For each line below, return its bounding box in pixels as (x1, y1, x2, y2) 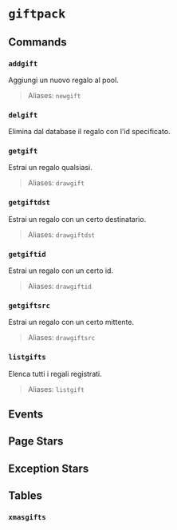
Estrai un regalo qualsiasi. (8, 163, 93, 172)
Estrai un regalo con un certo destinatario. (8, 214, 147, 223)
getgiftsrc (8, 301, 50, 310)
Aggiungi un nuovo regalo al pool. (8, 75, 120, 85)
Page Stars (8, 434, 64, 449)
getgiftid (8, 250, 46, 259)
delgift (8, 110, 38, 120)
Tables (8, 489, 42, 503)
